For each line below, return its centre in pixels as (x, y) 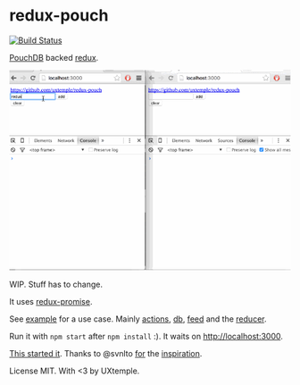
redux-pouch (59, 16)
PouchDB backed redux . (54, 57)
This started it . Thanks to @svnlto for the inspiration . (106, 354)
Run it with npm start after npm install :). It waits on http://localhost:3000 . (146, 337)
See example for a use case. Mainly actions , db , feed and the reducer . (138, 319)
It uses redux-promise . (51, 302)
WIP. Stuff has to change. (56, 285)
